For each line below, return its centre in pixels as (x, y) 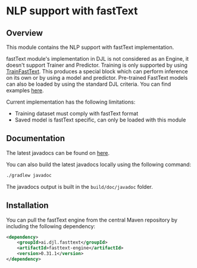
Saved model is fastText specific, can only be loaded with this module (100, 120)
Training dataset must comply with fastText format (76, 113)
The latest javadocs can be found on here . (58, 152)
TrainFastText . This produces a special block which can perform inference (97, 71)
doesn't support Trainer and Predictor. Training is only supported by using (97, 65)
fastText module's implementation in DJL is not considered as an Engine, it (98, 59)
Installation (27, 206)
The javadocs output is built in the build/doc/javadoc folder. (80, 186)
